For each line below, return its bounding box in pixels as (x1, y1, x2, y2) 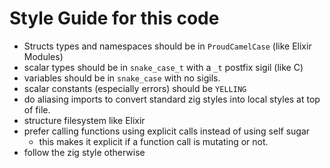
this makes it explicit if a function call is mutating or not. (38, 135, 269, 147)
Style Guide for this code (9, 7, 220, 30)
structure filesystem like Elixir (23, 114, 146, 126)
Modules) (23, 50, 64, 62)
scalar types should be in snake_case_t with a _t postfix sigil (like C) (23, 61, 304, 73)
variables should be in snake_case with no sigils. (23, 72, 221, 84)
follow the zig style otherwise (23, 146, 146, 158)
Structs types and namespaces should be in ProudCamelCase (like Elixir (23, 40, 312, 52)
